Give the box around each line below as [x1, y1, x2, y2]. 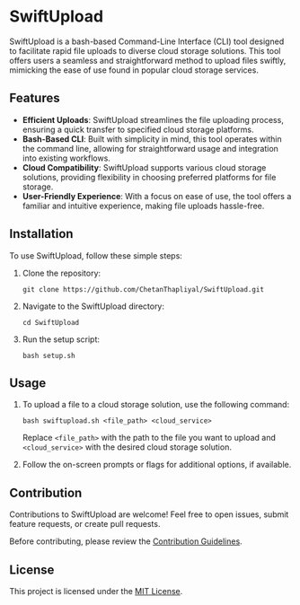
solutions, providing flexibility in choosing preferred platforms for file [22, 171, 277, 182]
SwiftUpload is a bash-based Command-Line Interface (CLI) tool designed [9, 36, 285, 47]
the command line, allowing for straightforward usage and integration [22, 143, 278, 153]
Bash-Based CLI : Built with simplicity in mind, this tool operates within [22, 133, 282, 145]
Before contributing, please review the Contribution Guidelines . [9, 536, 243, 547]
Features [9, 91, 60, 106]
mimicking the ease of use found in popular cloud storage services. [9, 65, 259, 75]
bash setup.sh [22, 351, 75, 360]
